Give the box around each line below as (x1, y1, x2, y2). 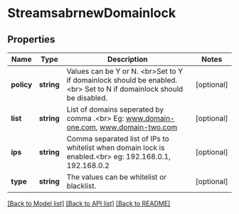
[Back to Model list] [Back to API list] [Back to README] (7, 199, 171, 208)
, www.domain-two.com (95, 122, 178, 132)
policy (11, 80, 33, 90)
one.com (66, 122, 96, 132)
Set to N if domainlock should (85, 84, 184, 94)
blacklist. (66, 181, 97, 191)
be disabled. (66, 93, 108, 102)
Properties (7, 33, 55, 46)
